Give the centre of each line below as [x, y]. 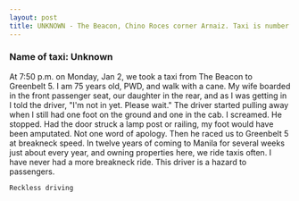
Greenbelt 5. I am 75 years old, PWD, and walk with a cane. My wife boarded [150, 86]
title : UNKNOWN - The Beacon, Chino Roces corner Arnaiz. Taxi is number [149, 26]
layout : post [33, 17]
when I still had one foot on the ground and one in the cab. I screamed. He [146, 114]
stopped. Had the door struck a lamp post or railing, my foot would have [141, 124]
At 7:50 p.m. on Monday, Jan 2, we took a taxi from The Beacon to [131, 76]
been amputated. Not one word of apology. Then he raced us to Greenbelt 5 [149, 133]
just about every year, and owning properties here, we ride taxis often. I [141, 152]
